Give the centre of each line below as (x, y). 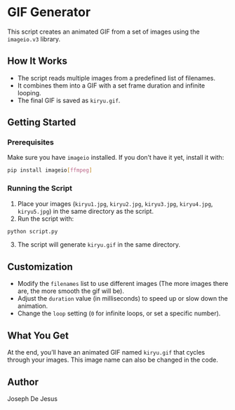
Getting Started (42, 122)
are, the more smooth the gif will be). (71, 291)
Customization (40, 267)
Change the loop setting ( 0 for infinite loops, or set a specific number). (119, 313)
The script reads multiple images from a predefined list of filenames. (116, 78)
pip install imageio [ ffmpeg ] (50, 170)
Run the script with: (46, 219)
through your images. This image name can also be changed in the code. (113, 360)
